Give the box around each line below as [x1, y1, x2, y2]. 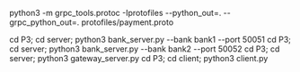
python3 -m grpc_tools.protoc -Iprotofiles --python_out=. [9, 8, 222, 18]
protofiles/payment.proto [81, 17, 174, 28]
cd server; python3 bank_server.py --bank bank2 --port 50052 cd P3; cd [9, 44, 280, 54]
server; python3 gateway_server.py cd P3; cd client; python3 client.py [9, 53, 269, 63]
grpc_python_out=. [9, 17, 80, 28]
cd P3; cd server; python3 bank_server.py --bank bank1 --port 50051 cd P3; [9, 35, 292, 44]
